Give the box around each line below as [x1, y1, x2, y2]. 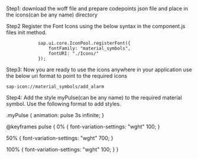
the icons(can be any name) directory [6, 11, 98, 18]
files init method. [6, 29, 47, 36]
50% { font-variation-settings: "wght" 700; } [6, 135, 113, 141]
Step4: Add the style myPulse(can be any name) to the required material [6, 94, 182, 101]
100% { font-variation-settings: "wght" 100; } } [6, 146, 119, 153]
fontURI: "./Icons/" [48, 51, 99, 57]
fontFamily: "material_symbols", [48, 45, 131, 51]
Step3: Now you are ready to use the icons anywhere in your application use [6, 66, 192, 73]
